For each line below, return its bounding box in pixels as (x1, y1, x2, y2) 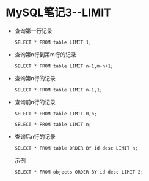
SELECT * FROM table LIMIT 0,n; (14, 110, 97, 117)
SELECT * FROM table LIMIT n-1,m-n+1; (14, 63, 114, 69)
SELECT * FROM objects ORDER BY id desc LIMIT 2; (14, 169, 144, 175)
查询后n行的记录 (14, 133, 56, 140)
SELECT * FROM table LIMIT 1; (14, 39, 92, 45)
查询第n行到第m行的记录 (14, 50, 77, 58)
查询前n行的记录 (14, 98, 56, 106)
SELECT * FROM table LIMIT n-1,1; (14, 87, 103, 93)
